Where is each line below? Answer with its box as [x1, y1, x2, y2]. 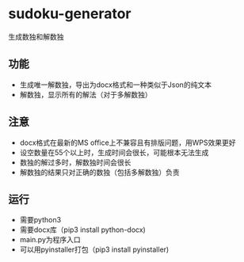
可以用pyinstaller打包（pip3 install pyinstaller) [19, 245, 170, 254]
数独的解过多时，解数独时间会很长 [19, 158, 132, 167]
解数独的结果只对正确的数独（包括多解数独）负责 [19, 167, 180, 177]
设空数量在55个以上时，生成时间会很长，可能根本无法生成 [19, 147, 209, 157]
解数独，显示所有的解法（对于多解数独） [19, 89, 152, 99]
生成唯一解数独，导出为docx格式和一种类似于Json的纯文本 [19, 80, 212, 89]
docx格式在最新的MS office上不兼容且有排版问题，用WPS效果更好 [19, 138, 236, 147]
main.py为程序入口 [19, 235, 81, 245]
